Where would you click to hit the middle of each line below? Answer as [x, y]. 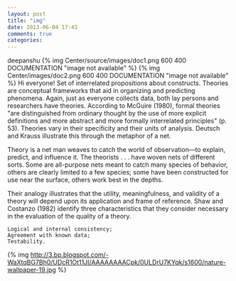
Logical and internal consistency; [60, 229]
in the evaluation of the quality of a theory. [69, 216]
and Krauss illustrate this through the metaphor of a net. [89, 136]
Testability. [27, 242]
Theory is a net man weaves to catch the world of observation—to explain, [117, 150]
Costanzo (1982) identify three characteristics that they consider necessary [118, 209]
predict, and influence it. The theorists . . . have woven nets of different [111, 158]
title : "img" [27, 21]
